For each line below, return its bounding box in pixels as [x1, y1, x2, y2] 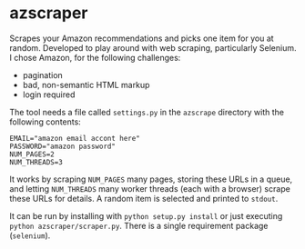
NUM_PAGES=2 [9, 149, 55, 159]
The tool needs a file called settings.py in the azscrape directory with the [9, 106, 285, 117]
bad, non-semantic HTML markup [22, 79, 150, 90]
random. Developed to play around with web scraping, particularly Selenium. [9, 42, 298, 53]
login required [22, 89, 76, 100]
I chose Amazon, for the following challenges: [9, 52, 181, 63]
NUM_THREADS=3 [9, 157, 64, 166]
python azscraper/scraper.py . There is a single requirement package [9, 220, 269, 231]
